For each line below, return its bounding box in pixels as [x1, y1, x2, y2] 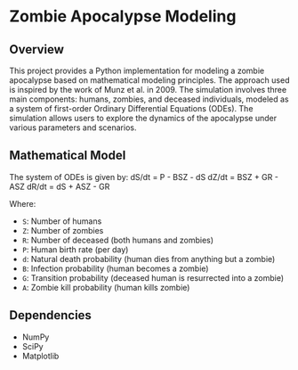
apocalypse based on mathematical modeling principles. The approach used [9, 75, 290, 86]
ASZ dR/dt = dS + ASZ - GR [9, 181, 110, 192]
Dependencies [9, 308, 92, 323]
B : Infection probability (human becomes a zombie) [21, 263, 209, 274]
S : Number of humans [21, 216, 102, 226]
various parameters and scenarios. [9, 122, 137, 133]
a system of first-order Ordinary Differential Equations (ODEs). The [9, 103, 254, 113]
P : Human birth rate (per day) [21, 243, 129, 255]
